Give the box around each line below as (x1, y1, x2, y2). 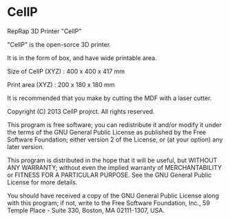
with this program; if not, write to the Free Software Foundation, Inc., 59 (7, 198, 210, 207)
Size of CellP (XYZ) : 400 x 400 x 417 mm (7, 67, 125, 75)
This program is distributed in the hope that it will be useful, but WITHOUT (7, 156, 218, 164)
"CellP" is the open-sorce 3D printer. (7, 40, 112, 48)
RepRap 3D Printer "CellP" (7, 27, 82, 35)
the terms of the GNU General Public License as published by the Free (7, 128, 207, 136)
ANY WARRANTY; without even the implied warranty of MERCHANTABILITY (7, 163, 222, 171)
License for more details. (7, 177, 78, 186)
